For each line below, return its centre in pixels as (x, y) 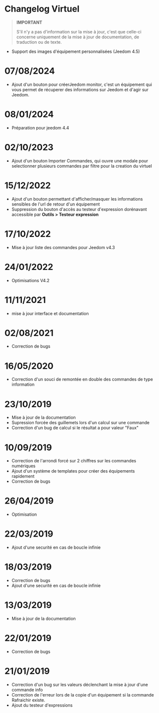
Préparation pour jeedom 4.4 (40, 127)
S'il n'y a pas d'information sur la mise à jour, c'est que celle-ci (79, 32)
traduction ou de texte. (39, 42)
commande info (27, 690)
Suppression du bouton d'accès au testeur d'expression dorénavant (79, 209)
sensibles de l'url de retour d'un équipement (56, 204)
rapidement (23, 476)
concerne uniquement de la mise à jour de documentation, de (78, 37)
